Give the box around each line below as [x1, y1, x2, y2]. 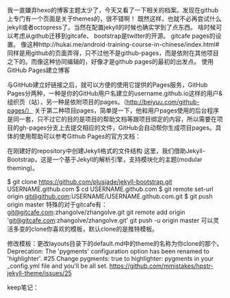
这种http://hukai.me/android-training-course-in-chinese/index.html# [26, 41, 220, 48]
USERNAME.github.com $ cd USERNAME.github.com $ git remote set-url [7, 185, 214, 193]
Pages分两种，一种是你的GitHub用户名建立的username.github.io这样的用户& [7, 89, 223, 98]
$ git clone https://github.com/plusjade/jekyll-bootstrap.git [7, 178, 172, 185]
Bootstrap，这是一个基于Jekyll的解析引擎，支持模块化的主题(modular [7, 155, 203, 163]
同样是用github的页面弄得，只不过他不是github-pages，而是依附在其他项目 [7, 49, 219, 57]
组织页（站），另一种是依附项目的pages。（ [7, 98, 127, 106]
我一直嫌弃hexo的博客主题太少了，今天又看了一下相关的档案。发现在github [7, 6, 219, 14]
